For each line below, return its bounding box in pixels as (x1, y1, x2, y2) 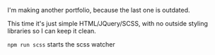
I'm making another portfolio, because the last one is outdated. (7, 6, 190, 14)
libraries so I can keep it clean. (7, 27, 97, 35)
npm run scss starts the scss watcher (7, 40, 115, 48)
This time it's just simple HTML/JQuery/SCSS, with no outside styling (7, 19, 209, 27)
